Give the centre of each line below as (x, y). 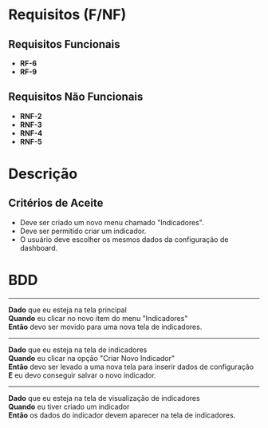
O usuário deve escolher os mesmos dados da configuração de (124, 239)
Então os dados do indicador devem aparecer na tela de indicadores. (122, 415)
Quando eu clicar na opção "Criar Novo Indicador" (92, 358)
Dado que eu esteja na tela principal (68, 310)
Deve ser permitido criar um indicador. (83, 231)
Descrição (43, 174)
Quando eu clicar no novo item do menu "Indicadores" (98, 318)
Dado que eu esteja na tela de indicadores (78, 350)
